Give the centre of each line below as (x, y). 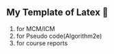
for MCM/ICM (35, 28)
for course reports (42, 43)
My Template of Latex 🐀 (57, 12)
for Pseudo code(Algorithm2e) (59, 36)
